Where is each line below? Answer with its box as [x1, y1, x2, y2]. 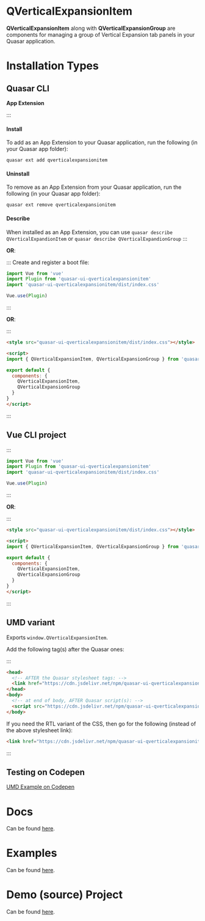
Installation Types [6, 59, 99, 73]
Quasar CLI [6, 83, 50, 94]
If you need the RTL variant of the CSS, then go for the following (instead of [6, 720, 196, 727]
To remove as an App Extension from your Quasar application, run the [6, 183, 182, 191]
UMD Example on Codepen [6, 783, 75, 791]
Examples [6, 846, 57, 860]
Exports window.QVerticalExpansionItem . [6, 634, 108, 641]
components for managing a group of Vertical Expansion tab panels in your [6, 31, 195, 38]
